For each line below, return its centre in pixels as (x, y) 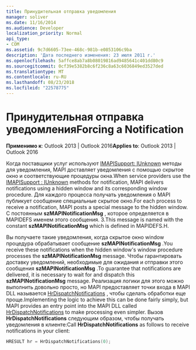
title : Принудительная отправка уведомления (61, 11)
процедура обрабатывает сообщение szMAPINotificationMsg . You (90, 243)
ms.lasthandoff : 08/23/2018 (40, 83)
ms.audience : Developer (35, 28)
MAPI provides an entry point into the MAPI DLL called (72, 305)
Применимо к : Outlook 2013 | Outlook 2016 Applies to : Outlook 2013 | (91, 146)
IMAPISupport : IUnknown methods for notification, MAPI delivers (85, 182)
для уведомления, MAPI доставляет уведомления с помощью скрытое (95, 169)
